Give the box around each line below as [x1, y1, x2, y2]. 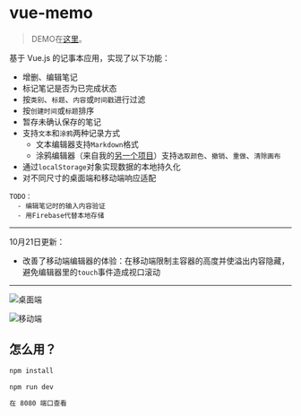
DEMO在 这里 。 [30, 33, 87, 44]
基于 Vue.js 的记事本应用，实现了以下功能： [9, 52, 170, 63]
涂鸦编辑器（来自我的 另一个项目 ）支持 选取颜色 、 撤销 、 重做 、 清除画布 [35, 150, 281, 160]
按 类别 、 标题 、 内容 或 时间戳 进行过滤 [21, 93, 146, 105]
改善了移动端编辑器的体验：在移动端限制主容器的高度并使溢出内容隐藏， [21, 255, 289, 266]
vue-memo [9, 3, 93, 23]
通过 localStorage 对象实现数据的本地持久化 [21, 160, 181, 172]
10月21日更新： [9, 236, 65, 247]
